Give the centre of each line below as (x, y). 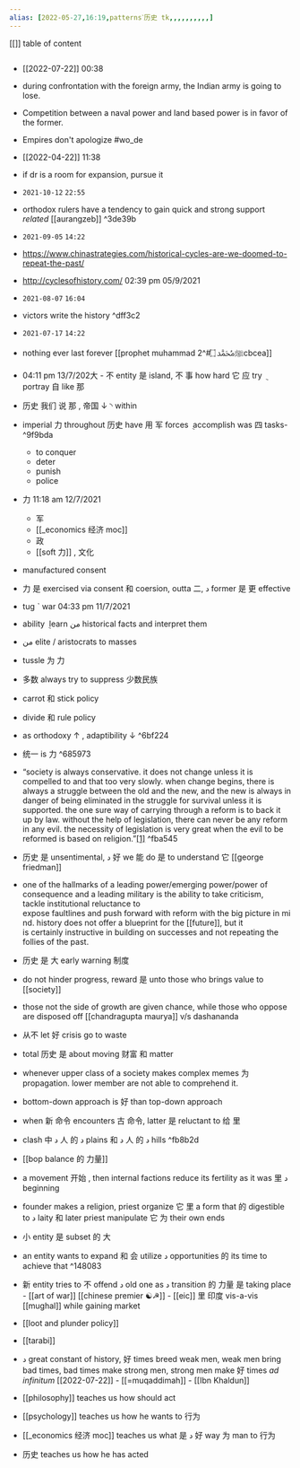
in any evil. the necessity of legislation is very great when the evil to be (153, 829)
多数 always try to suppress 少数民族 (90, 679)
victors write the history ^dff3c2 (81, 315)
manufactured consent (64, 570)
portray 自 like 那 (53, 386)
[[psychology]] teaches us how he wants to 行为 (111, 1416)
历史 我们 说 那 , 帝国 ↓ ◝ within (79, 406)
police (47, 480)
